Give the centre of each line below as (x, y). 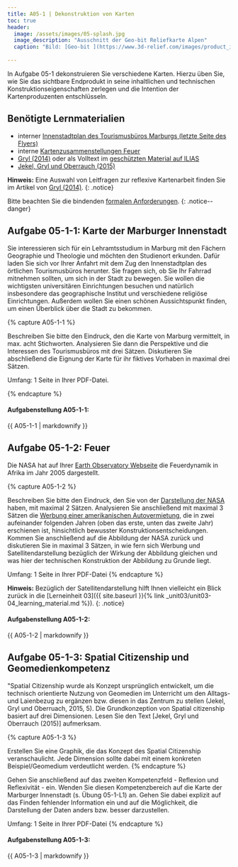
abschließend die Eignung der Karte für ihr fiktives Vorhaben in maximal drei (119, 359)
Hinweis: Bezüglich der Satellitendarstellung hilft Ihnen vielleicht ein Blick (114, 588)
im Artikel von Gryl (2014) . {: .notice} (61, 187)
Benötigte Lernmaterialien (66, 119)
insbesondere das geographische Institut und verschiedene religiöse (107, 293)
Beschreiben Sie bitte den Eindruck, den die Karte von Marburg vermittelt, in (119, 336)
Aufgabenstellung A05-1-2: (49, 619)
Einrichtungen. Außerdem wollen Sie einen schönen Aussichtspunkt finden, (117, 301)
